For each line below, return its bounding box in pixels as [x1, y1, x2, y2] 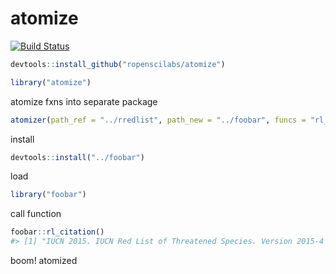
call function [10, 208, 62, 220]
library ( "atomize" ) [10, 77, 92, 87]
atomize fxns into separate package [10, 95, 158, 107]
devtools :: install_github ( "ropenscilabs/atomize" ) [10, 59, 226, 69]
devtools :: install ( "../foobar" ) [10, 152, 145, 162]
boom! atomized [10, 255, 78, 267]
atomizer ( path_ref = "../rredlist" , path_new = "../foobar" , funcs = [10, 115, 307, 125]
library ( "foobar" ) [10, 190, 87, 200]
